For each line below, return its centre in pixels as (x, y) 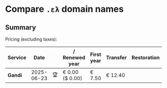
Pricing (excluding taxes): (31, 39)
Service (17, 58)
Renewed (74, 58)
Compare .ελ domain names (65, 9)
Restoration (146, 58)
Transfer (117, 58)
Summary (21, 27)
